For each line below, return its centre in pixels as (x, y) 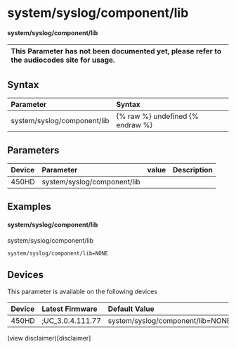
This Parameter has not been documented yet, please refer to (116, 51)
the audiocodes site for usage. (63, 60)
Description (193, 170)
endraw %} (134, 125)
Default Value (131, 309)
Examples (29, 207)
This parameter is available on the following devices (83, 292)
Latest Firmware (70, 309)
